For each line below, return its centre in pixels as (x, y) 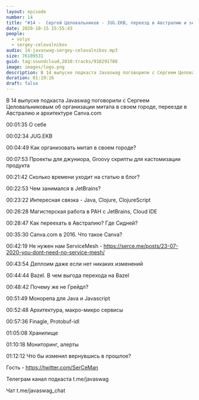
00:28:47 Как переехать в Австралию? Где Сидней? (72, 223)
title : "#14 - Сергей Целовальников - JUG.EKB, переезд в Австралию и (96, 23)
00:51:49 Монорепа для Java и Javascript (58, 298)
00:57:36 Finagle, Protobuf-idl (43, 321)
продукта (18, 165)
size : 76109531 (25, 56)
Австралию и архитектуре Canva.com (54, 113)
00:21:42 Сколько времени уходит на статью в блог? (73, 177)
